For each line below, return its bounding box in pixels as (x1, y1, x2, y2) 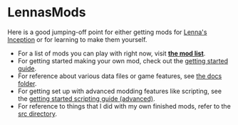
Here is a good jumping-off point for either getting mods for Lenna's (7, 28, 207, 36)
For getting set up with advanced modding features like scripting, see (17, 87, 222, 95)
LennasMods (7, 4, 86, 21)
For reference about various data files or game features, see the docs (17, 72, 222, 80)
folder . (17, 79, 37, 87)
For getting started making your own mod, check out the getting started (17, 56, 229, 65)
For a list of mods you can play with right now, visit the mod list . (17, 49, 206, 58)
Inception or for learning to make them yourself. (7, 35, 148, 43)
